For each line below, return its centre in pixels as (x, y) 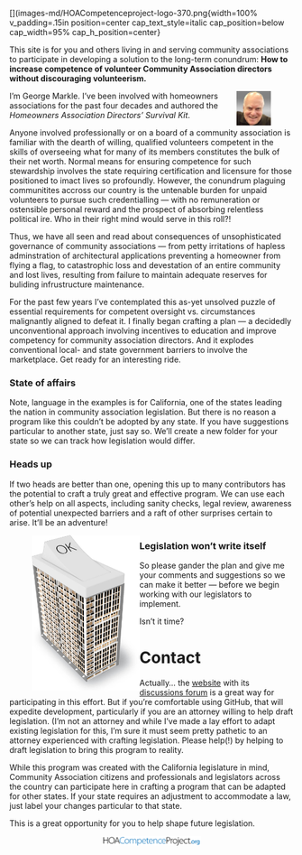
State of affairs (43, 383)
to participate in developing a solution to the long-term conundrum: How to (149, 59)
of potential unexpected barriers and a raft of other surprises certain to (141, 513)
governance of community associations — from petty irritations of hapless (147, 246)
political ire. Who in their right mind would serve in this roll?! (120, 219)
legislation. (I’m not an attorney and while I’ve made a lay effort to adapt (142, 720)
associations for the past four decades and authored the (114, 106)
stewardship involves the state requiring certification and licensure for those (151, 171)
